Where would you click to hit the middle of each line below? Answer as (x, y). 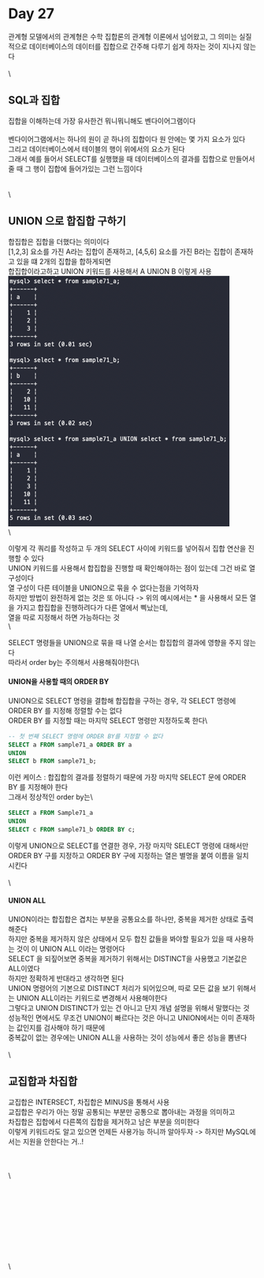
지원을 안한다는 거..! (53, 1142)
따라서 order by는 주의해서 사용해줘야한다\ (74, 662)
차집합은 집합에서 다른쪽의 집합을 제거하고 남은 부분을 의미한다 (104, 1122)
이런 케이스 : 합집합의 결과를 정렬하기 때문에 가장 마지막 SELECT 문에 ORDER (127, 777)
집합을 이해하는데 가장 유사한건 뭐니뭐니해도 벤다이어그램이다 (102, 121)
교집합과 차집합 (43, 1082)
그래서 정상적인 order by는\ (50, 797)
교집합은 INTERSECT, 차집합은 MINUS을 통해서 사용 (89, 1102)
